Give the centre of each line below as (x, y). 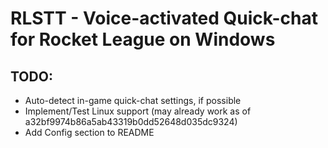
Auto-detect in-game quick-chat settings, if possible (133, 100)
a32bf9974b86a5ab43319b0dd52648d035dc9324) (131, 121)
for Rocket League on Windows (143, 39)
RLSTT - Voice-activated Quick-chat (164, 18)
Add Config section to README (89, 132)
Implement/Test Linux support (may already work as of (138, 111)
